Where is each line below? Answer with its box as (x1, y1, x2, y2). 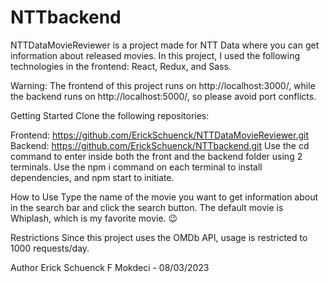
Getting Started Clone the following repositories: (10, 109, 210, 121)
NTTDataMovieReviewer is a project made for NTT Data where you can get (10, 39, 320, 51)
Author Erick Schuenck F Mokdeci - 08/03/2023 (10, 261, 210, 273)
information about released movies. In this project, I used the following (10, 49, 301, 61)
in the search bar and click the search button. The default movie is (10, 201, 284, 213)
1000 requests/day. (10, 242, 90, 254)
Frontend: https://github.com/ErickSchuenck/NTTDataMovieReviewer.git (10, 129, 310, 141)
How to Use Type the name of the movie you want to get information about (10, 191, 319, 203)
